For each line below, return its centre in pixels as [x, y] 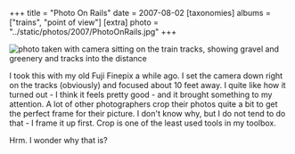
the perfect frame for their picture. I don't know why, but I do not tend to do [147, 113]
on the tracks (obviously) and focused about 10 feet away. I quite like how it [148, 85]
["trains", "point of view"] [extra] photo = [84, 22]
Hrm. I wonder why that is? [59, 140]
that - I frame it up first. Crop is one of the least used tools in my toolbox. [143, 123]
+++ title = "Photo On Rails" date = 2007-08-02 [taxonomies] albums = [140, 13]
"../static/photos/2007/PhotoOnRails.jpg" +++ [93, 32]
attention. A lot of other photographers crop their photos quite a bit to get [143, 104]
